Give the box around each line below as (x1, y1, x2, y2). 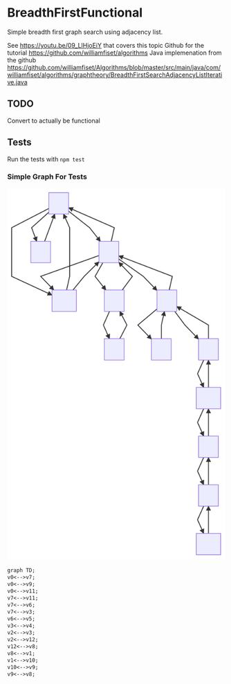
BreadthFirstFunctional (7, 5, 143, 21)
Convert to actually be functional (7, 116, 100, 125)
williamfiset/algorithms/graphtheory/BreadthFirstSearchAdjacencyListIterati (7, 71, 223, 79)
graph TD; (7, 567, 36, 574)
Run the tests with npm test (7, 154, 85, 163)
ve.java (7, 78, 28, 86)
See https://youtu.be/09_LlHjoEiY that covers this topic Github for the (7, 41, 205, 49)
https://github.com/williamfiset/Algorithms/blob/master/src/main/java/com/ (7, 63, 221, 71)
